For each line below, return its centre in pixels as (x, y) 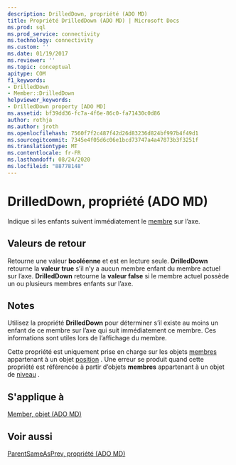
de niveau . (24, 375)
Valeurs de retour (47, 244)
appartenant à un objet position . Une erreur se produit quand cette (106, 360)
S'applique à (36, 397)
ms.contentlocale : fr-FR (44, 153)
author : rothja (30, 120)
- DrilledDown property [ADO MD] (57, 107)
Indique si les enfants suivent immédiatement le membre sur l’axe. (104, 221)
